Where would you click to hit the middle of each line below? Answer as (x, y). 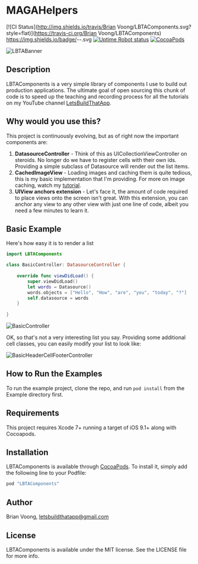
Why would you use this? (54, 121)
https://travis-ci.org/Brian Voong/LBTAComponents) (98, 33)
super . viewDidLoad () (53, 281)
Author (19, 502)
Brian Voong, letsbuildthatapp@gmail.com (58, 517)
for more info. (23, 556)
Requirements (33, 413)
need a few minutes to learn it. (52, 210)
